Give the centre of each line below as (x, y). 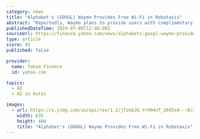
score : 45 (18, 45)
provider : (18, 61)
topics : (16, 83)
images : (16, 105)
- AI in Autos (29, 94)
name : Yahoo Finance (37, 67)
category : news (25, 12)
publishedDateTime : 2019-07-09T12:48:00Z (58, 28)
